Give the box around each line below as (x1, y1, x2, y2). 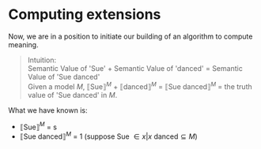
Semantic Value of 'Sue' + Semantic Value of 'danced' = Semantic (27, 63, 243, 73)
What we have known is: (8, 105, 88, 115)
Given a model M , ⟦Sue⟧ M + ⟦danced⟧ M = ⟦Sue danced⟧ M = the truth (27, 80, 252, 91)
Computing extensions (8, 6, 161, 24)
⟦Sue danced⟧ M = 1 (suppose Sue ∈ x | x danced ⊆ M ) (19, 130, 198, 141)
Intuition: (27, 55, 57, 65)
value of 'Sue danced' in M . (27, 90, 118, 99)
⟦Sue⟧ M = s (19, 121, 58, 132)
